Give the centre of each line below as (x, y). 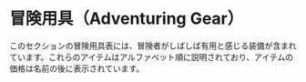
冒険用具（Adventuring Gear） (127, 19)
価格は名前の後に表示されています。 (77, 68)
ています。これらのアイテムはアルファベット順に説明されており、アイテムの (152, 56)
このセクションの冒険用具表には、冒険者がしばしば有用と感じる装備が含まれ (153, 46)
